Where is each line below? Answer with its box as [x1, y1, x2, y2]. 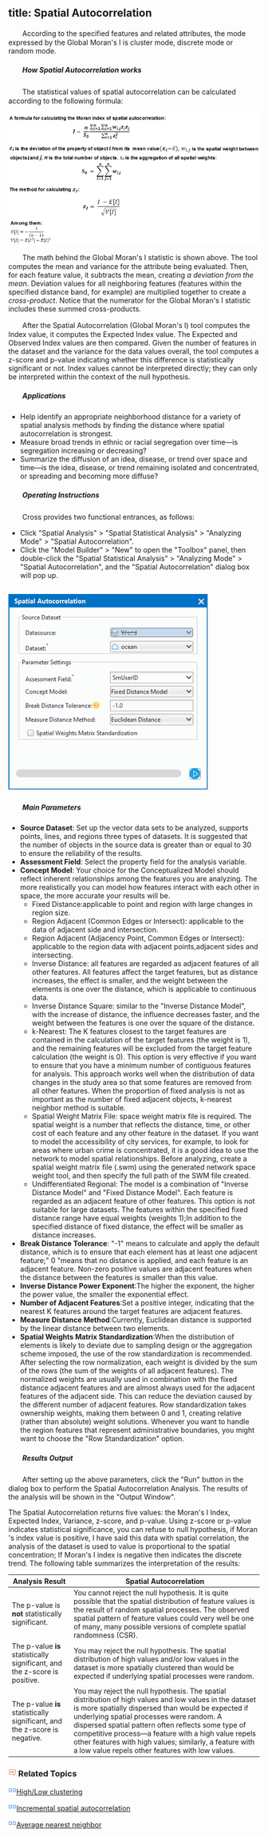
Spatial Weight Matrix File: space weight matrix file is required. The [31, 1111, 252, 1121]
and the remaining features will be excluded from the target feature [31, 1043, 253, 1053]
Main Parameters [22, 802, 81, 812]
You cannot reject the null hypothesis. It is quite [73, 1588, 229, 1597]
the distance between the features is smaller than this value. [19, 1273, 218, 1282]
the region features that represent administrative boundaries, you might [19, 1425, 255, 1435]
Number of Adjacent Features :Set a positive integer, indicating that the [19, 1298, 254, 1308]
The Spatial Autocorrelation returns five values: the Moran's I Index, [8, 1508, 231, 1518]
